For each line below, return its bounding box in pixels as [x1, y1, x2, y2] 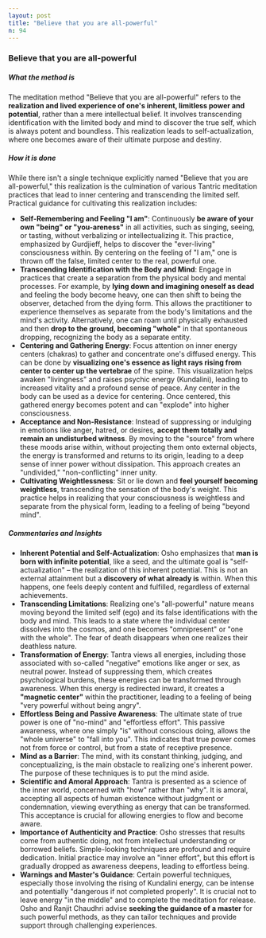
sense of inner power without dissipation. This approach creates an [19, 459, 241, 469]
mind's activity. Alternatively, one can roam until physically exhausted [19, 315, 248, 325]
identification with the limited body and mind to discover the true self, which [8, 118, 256, 127]
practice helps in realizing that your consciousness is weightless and [19, 493, 245, 502]
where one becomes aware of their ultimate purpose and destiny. [8, 135, 222, 144]
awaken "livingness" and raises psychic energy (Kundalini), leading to [19, 375, 249, 385]
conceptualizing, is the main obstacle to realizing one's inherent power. [19, 760, 253, 769]
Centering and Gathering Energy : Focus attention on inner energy [19, 341, 238, 350]
